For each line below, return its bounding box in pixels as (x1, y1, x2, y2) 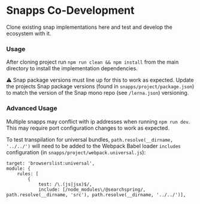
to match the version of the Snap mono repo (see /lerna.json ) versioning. (6, 89, 189, 97)
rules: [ (17, 170, 39, 177)
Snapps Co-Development (6, 4, 135, 17)
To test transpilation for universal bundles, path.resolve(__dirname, (6, 136, 174, 143)
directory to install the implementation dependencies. (6, 65, 138, 72)
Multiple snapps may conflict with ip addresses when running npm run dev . (6, 118, 190, 125)
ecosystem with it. (6, 29, 51, 37)
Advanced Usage (6, 104, 57, 113)
